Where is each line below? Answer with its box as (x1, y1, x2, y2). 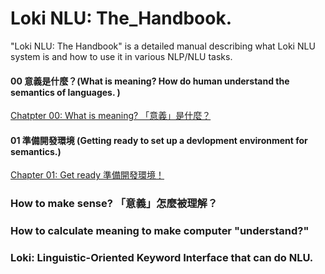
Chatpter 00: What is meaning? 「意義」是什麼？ (10, 110, 212, 122)
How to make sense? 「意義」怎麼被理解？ (10, 197, 218, 211)
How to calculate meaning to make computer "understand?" (10, 224, 310, 238)
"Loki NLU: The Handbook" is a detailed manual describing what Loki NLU (10, 40, 316, 52)
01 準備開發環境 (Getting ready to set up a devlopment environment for (10, 134, 308, 146)
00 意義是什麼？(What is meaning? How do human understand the (10, 75, 290, 87)
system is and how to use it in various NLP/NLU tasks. (10, 50, 233, 62)
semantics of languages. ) (10, 86, 121, 98)
